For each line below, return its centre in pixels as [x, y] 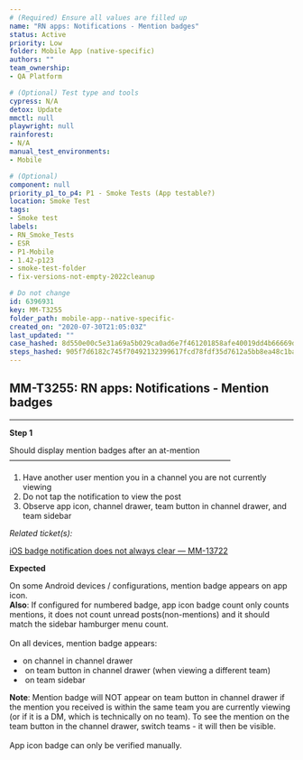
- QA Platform [36, 77]
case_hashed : [34, 344]
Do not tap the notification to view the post [102, 496]
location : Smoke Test [50, 201]
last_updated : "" [42, 335]
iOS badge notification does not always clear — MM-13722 [119, 551]
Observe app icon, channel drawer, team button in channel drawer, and [154, 505]
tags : [19, 210]
